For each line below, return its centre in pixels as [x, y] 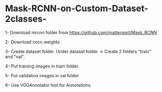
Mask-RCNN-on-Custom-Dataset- [77, 9]
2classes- [26, 19]
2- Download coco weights [32, 42]
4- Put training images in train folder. [42, 66]
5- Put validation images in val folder [42, 75]
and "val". [15, 56]
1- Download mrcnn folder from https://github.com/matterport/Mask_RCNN [81, 32]
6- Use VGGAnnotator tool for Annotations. [48, 85]
